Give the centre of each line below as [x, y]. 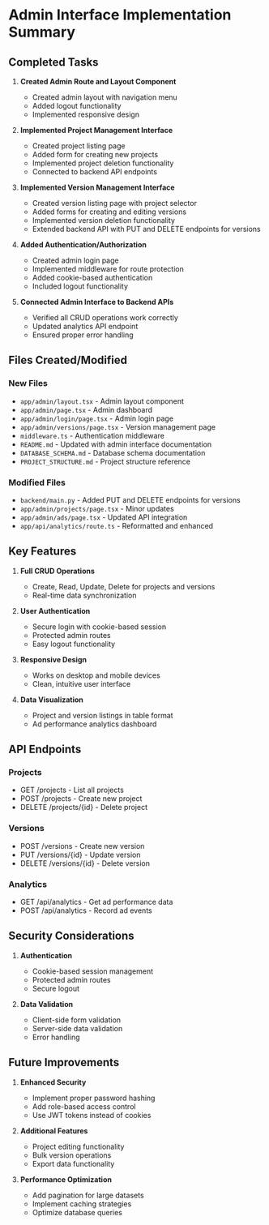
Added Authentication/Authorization [83, 244]
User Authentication [55, 610]
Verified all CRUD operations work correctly [105, 317]
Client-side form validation [77, 1020]
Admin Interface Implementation [120, 15]
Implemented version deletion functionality [104, 220]
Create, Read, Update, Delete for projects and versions [124, 586]
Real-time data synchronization [84, 595]
